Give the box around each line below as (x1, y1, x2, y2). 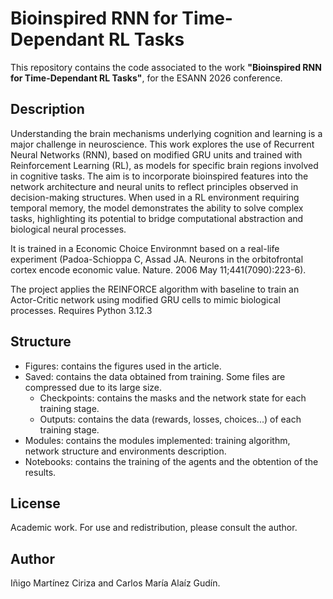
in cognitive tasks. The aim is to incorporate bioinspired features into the (10, 170, 309, 182)
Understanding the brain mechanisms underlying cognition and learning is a (10, 127, 323, 139)
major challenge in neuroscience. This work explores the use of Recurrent (10, 138, 315, 150)
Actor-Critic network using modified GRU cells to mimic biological (10, 293, 281, 306)
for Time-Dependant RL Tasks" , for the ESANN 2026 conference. (10, 72, 283, 84)
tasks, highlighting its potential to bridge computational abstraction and (10, 212, 304, 224)
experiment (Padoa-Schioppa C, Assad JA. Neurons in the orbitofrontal (10, 253, 304, 265)
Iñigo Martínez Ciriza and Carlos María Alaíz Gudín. (10, 577, 221, 589)
